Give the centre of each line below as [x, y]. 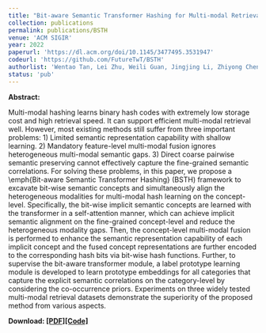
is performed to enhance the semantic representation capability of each [125, 238]
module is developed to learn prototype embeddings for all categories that [129, 272]
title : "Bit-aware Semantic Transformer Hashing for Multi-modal [118, 15]
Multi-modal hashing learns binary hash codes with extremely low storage [129, 112]
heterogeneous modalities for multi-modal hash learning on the [111, 196]
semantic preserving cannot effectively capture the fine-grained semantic [129, 162]
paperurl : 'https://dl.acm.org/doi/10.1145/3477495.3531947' [111, 52]
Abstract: [24, 96]
